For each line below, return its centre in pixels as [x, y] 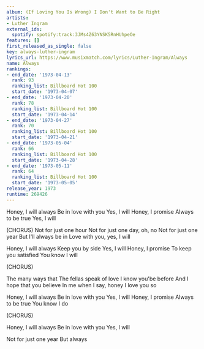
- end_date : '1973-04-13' [39, 75]
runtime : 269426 [27, 194]
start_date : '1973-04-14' [45, 114]
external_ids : [25, 29]
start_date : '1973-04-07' [45, 92]
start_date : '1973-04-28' [45, 160]
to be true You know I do [37, 303]
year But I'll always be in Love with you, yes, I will [68, 236]
